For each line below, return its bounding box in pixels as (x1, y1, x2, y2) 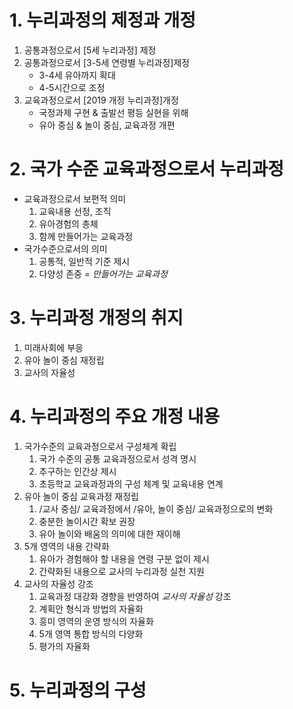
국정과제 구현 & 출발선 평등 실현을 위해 (38, 106, 189, 118)
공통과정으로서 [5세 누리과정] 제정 (23, 44, 157, 56)
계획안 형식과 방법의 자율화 (38, 602, 144, 615)
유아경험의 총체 (38, 217, 99, 230)
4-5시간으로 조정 (38, 81, 106, 93)
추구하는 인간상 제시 (38, 465, 117, 477)
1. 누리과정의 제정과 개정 (9, 9, 197, 32)
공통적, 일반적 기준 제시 (38, 255, 131, 267)
